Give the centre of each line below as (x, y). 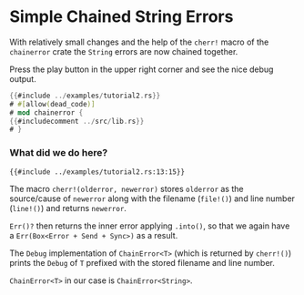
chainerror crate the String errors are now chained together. (124, 51)
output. (23, 78)
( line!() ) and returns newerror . (68, 208)
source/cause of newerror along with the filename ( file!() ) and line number (152, 198)
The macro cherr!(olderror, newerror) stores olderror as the (127, 188)
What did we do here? (59, 153)
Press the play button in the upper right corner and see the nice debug (142, 69)
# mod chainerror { (46, 112)
